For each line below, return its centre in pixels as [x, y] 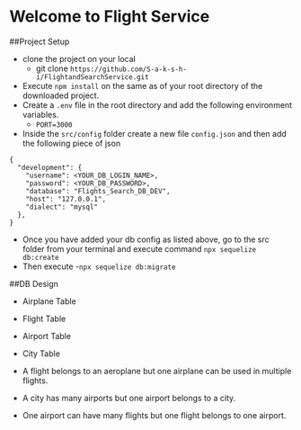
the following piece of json [71, 143]
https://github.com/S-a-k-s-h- [128, 69]
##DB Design [34, 283]
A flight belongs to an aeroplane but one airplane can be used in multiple [157, 371]
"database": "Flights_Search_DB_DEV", [98, 191]
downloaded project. [61, 95]
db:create [41, 257]
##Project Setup [40, 41]
